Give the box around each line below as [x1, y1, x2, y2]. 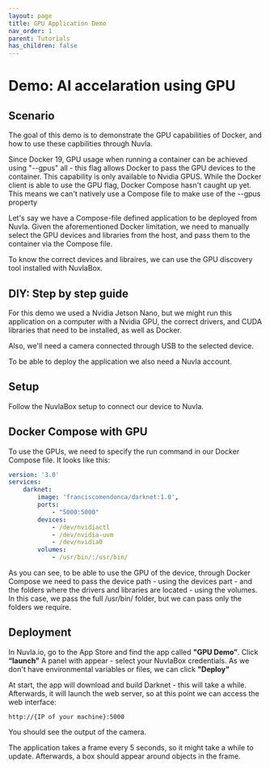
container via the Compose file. [8, 239, 113, 249]
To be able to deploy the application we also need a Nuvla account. [8, 357, 233, 366]
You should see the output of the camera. [8, 727, 147, 737]
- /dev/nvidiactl [51, 523, 111, 531]
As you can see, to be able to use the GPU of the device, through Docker [8, 568, 251, 578]
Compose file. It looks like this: [8, 454, 111, 465]
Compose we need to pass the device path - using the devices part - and [8, 577, 253, 586]
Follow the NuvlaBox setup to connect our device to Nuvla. [8, 401, 205, 411]
